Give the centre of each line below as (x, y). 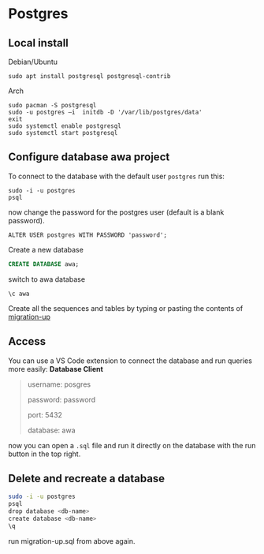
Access (27, 341)
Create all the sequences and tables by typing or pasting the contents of (126, 308)
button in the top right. (45, 454)
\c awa (19, 294)
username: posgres (59, 384)
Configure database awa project (89, 157)
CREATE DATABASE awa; (44, 264)
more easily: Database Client (56, 369)
